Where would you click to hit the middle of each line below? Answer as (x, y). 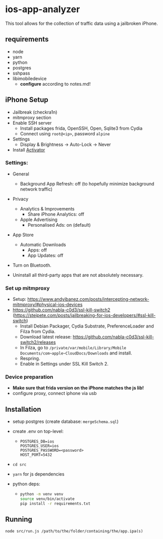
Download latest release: (46, 337)
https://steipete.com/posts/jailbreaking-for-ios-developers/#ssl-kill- (85, 315)
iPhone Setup (27, 100)
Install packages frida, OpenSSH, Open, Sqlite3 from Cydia (81, 128)
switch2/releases (38, 342)
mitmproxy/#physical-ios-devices (47, 305)
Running (19, 519)
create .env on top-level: (38, 432)
